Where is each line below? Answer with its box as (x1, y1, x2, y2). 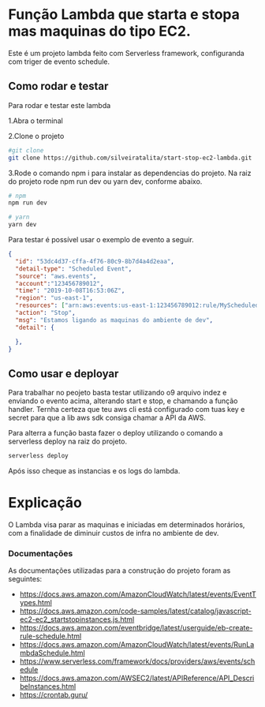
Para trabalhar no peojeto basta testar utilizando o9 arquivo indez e (8, 388, 227, 398)
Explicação (8, 494, 83, 512)
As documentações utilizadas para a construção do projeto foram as (8, 566, 231, 575)
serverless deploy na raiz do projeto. (8, 436, 128, 447)
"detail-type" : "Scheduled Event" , (15, 264, 132, 273)
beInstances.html (19, 682, 77, 691)
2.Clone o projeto (8, 131, 65, 140)
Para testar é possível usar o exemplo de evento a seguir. (8, 235, 195, 244)
